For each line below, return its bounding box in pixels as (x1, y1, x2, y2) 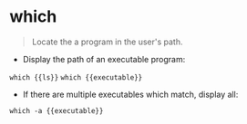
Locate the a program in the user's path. (31, 36, 183, 47)
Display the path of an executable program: (22, 53, 186, 64)
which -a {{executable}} (9, 106, 104, 115)
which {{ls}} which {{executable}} (9, 72, 143, 82)
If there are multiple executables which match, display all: (22, 89, 239, 100)
